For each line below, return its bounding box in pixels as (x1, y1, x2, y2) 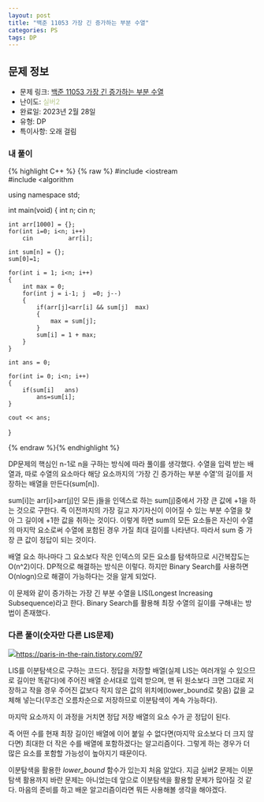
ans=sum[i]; (36, 394, 76, 401)
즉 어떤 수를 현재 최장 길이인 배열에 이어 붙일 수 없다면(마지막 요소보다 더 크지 (8, 729, 246, 738)
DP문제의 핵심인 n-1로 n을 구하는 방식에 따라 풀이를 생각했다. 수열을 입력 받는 (8, 459, 246, 469)
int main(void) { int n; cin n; (8, 206, 96, 215)
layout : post (8, 11, 51, 20)
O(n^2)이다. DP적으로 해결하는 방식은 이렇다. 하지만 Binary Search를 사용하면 (8, 561, 249, 572)
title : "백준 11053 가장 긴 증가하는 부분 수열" (8, 19, 150, 27)
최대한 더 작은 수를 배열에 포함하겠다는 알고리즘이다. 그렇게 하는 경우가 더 (24, 738, 251, 748)
